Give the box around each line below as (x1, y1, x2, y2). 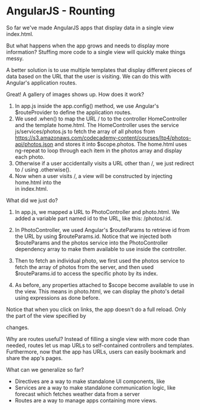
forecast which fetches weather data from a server (14, 390, 140, 397)
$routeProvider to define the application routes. (14, 108, 132, 116)
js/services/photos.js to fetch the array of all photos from (14, 128, 155, 135)
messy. (6, 55, 24, 62)
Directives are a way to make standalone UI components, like (14, 378, 165, 385)
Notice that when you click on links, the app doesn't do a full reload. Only (6, 306, 186, 313)
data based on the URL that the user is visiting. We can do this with (6, 73, 171, 80)
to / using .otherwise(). (14, 166, 71, 173)
